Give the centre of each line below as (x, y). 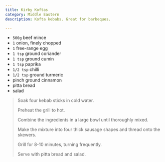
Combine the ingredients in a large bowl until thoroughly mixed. (83, 120)
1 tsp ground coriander (37, 53)
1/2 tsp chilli (26, 69)
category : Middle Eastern (32, 14)
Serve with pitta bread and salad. (52, 154)
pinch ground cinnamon (37, 80)
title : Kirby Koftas (27, 10)
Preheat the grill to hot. (41, 110)
